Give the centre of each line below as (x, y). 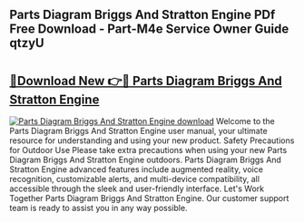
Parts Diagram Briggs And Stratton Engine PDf (142, 15)
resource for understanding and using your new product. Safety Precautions (152, 140)
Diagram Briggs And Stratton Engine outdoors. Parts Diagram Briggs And (145, 159)
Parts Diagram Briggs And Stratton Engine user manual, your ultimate (138, 131)
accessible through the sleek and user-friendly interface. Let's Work (137, 188)
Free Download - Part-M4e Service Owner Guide (149, 29)
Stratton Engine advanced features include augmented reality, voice (136, 169)
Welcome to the (245, 121)
